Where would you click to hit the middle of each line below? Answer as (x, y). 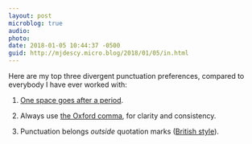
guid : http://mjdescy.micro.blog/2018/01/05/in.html (99, 53)
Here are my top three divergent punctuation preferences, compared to (126, 76)
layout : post (30, 16)
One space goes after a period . (72, 100)
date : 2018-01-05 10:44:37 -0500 (64, 46)
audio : (19, 31)
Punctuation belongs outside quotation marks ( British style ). (120, 131)
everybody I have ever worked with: (68, 84)
